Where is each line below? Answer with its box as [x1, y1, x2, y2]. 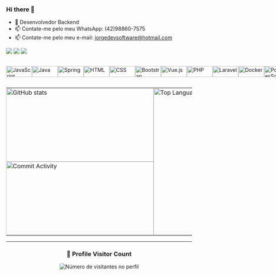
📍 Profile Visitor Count [67, 250, 132, 258]
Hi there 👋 [6, 5, 35, 14]
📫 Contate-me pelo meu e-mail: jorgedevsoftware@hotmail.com [14, 34, 173, 41]
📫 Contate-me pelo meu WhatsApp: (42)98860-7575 [14, 25, 146, 32]
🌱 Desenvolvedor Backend [14, 19, 80, 26]
